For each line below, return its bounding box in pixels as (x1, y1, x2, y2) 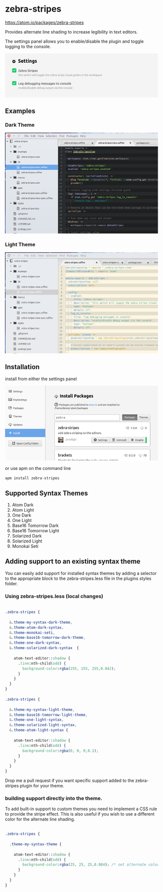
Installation (5, 363, 40, 371)
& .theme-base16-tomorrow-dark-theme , (9, 635, 86, 640)
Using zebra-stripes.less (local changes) (5, 593, 103, 599)
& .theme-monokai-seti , (9, 630, 55, 635)
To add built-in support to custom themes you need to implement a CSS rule (5, 806, 157, 812)
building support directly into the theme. (5, 795, 103, 801)
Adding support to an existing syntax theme (5, 557, 141, 566)
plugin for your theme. (19, 783, 65, 789)
